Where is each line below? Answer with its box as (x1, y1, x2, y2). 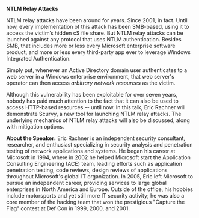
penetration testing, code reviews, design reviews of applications (6, 166, 168, 174)
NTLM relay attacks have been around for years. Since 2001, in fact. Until (6, 17, 188, 23)
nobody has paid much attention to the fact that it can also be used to (6, 97, 179, 104)
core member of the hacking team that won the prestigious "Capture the (6, 198, 185, 205)
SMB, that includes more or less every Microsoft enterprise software (6, 42, 176, 49)
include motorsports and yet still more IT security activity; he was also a (6, 192, 185, 199)
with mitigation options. (6, 123, 64, 130)
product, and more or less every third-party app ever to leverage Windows (6, 49, 191, 56)
